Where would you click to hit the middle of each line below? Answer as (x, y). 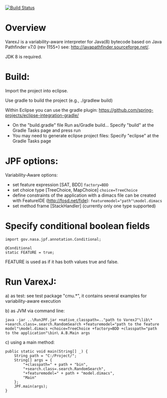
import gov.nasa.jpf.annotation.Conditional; (53, 239)
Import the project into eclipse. (37, 90)
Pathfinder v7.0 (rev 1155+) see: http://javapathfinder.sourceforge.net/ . (77, 47)
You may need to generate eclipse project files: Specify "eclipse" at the (85, 135)
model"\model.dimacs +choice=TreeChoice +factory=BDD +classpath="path (81, 329)
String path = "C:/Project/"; (46, 356)
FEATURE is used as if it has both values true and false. (62, 262)
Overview (26, 28)
